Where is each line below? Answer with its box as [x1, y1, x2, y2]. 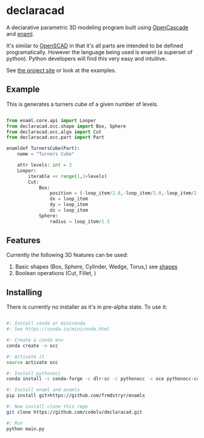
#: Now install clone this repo [6, 403, 88, 409]
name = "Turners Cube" [17, 151, 75, 157]
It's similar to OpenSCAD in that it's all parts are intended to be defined [6, 42, 183, 49]
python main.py [6, 426, 45, 432]
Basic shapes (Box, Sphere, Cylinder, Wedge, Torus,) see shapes [15, 263, 178, 270]
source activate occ [6, 359, 59, 365]
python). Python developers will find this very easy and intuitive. [6, 55, 167, 62]
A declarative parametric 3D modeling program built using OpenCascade [6, 24, 189, 31]
